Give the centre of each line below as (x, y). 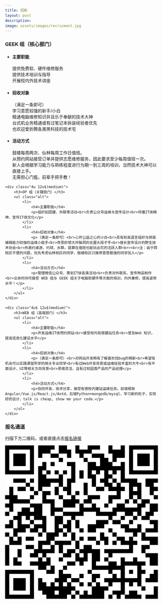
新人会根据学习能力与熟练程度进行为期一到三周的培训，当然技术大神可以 (84, 165)
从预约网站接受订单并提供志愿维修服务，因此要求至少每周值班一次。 (80, 159)
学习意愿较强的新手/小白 (36, 111)
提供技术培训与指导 (31, 75)
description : (18, 20)
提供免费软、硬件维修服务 (38, 69)
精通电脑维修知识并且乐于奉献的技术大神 (52, 116)
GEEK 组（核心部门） (30, 44)
